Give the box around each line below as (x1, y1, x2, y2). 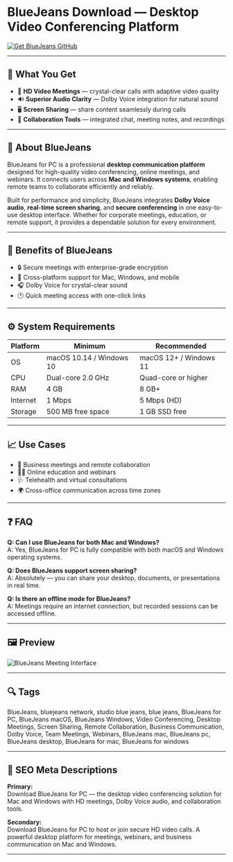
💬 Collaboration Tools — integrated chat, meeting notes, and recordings (17, 115, 225, 124)
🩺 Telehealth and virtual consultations (17, 476, 128, 484)
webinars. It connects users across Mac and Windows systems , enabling (7, 175, 218, 183)
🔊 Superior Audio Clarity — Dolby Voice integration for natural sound (17, 94, 218, 103)
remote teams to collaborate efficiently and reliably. (7, 182, 154, 191)
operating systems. (7, 552, 62, 561)
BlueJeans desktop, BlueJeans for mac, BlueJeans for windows (7, 737, 189, 746)
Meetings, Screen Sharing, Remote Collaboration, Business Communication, (7, 722, 224, 731)
